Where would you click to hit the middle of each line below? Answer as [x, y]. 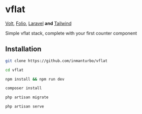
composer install [24, 88]
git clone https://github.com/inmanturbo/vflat [57, 61]
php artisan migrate [27, 97]
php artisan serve [25, 107]
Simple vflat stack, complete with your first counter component [71, 33]
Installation [23, 49]
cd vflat [14, 70]
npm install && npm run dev [35, 79]
